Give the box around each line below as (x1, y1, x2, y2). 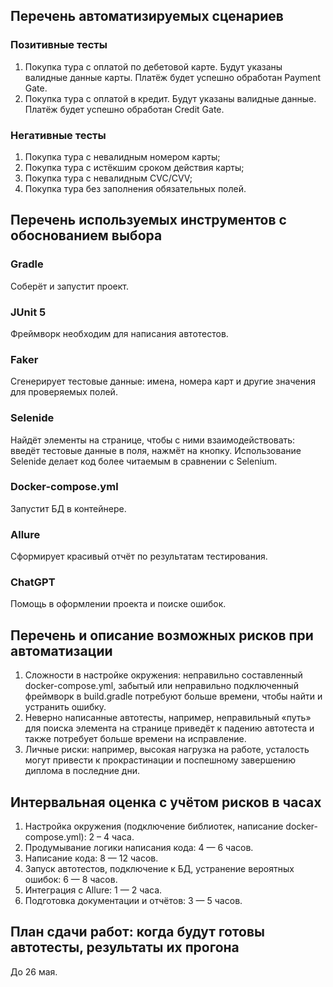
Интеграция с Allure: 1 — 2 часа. (24, 884, 163, 896)
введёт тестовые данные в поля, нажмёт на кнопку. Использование (10, 444, 302, 456)
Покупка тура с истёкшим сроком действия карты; (24, 161, 245, 173)
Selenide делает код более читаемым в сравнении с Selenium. (10, 455, 278, 467)
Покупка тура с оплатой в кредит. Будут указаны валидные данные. (24, 92, 317, 104)
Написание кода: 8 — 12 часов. (24, 852, 159, 864)
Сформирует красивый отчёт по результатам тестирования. (10, 550, 268, 563)
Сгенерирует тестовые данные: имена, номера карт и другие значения (10, 375, 316, 388)
